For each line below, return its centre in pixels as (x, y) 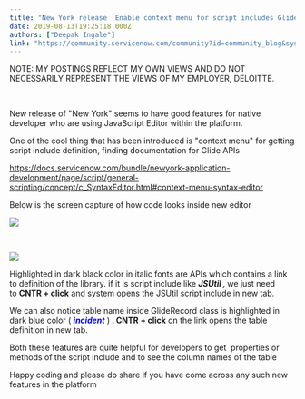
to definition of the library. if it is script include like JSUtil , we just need (142, 284)
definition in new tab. (49, 330)
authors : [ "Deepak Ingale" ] (63, 34)
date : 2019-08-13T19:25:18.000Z (70, 26)
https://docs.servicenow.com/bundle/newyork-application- (120, 168)
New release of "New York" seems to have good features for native (135, 113)
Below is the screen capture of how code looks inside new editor (130, 205)
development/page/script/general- (74, 178)
